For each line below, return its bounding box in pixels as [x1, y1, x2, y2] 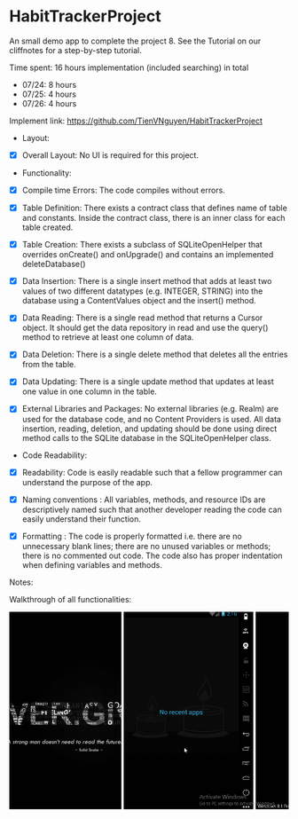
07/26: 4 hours [21, 98, 77, 108]
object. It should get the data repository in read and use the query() [21, 322, 269, 334]
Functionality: [21, 168, 73, 178]
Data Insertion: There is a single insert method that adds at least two [21, 276, 272, 287]
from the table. [21, 359, 77, 370]
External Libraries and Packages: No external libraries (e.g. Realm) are [21, 404, 279, 414]
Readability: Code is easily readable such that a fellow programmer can [21, 467, 283, 477]
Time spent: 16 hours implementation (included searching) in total [9, 62, 249, 73]
